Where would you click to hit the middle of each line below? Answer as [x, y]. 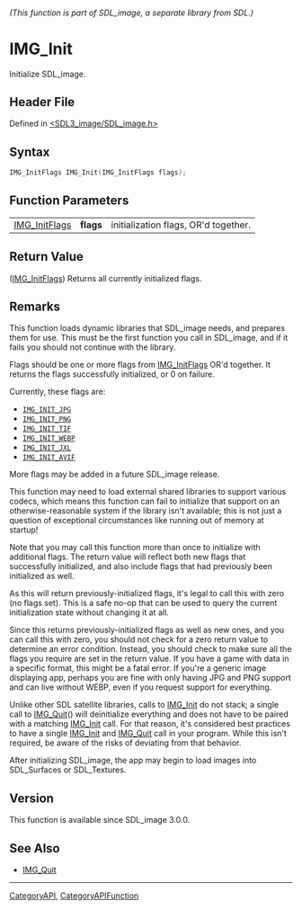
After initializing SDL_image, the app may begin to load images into [133, 761]
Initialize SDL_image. [48, 74]
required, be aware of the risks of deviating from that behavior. [125, 743]
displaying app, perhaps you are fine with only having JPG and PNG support [151, 678]
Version [31, 798]
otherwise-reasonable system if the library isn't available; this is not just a [146, 511]
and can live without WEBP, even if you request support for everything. [141, 687]
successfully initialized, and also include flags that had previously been [141, 567]
